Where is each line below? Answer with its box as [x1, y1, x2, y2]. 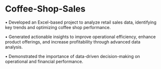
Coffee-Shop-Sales [5, 3, 86, 14]
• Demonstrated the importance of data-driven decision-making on [5, 53, 141, 59]
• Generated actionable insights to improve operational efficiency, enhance [5, 34, 156, 40]
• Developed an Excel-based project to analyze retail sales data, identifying [5, 19, 157, 25]
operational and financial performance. [5, 58, 83, 64]
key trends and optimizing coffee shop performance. [5, 24, 111, 30]
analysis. [5, 44, 23, 50]
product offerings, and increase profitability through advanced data [5, 39, 141, 44]
